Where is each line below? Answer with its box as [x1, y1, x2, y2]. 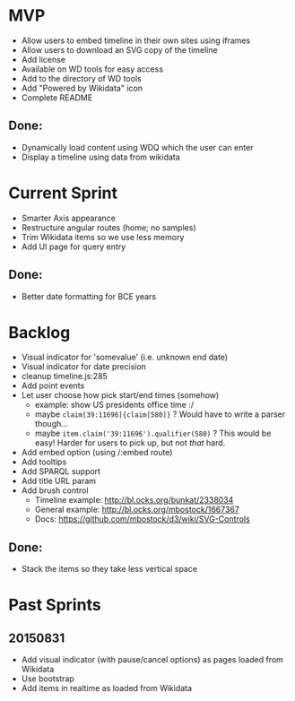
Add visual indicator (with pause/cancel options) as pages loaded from [21, 654, 284, 665]
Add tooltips [21, 456, 67, 467]
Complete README [21, 91, 93, 103]
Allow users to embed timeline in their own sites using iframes [21, 35, 251, 46]
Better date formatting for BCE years [21, 290, 157, 301]
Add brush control [21, 485, 89, 496]
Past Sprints [8, 595, 101, 615]
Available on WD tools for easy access [21, 64, 163, 74]
